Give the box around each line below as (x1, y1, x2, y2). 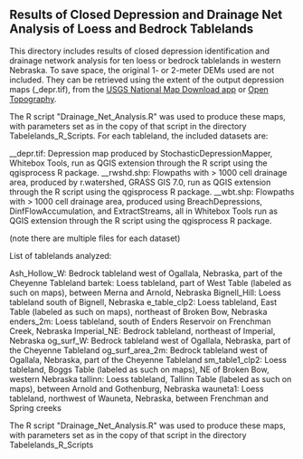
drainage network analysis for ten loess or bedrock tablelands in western (9, 54, 281, 66)
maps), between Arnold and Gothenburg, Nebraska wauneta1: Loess (9, 383, 264, 394)
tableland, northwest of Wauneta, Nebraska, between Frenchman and (9, 393, 269, 404)
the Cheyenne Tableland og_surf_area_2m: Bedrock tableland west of (9, 344, 269, 356)
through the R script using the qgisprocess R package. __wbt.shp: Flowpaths (9, 186, 295, 197)
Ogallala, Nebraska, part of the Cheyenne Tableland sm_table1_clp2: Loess (9, 354, 288, 365)
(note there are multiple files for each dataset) (9, 233, 181, 244)
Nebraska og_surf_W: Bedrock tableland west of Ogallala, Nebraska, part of (9, 335, 291, 346)
